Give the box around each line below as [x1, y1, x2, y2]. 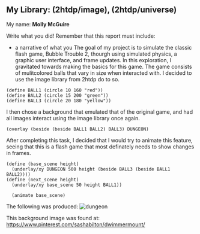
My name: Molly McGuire [6, 20, 70, 28]
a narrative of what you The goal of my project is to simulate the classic [14, 44, 192, 51]
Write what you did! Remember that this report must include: [6, 32, 156, 39]
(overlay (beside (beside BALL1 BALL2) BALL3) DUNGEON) [6, 126, 149, 132]
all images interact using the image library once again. [6, 114, 140, 121]
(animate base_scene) [11, 192, 66, 198]
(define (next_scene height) [6, 177, 79, 183]
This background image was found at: [6, 214, 100, 221]
